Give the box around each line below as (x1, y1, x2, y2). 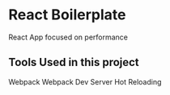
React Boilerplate (8, 6, 126, 24)
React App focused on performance (8, 32, 128, 42)
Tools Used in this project (8, 56, 139, 69)
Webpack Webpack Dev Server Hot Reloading (8, 76, 162, 86)
